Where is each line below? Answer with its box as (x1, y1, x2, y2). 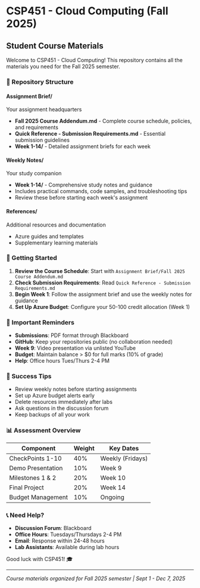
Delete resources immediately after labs (14, 399, 113, 406)
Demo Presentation (9, 464, 63, 472)
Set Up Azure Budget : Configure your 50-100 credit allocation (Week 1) (14, 303, 190, 310)
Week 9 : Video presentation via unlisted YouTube (14, 345, 136, 352)
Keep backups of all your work (14, 411, 90, 418)
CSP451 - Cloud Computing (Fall (6, 4, 168, 18)
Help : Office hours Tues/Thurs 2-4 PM (14, 357, 110, 365)
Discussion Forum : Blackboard (14, 525, 92, 532)
